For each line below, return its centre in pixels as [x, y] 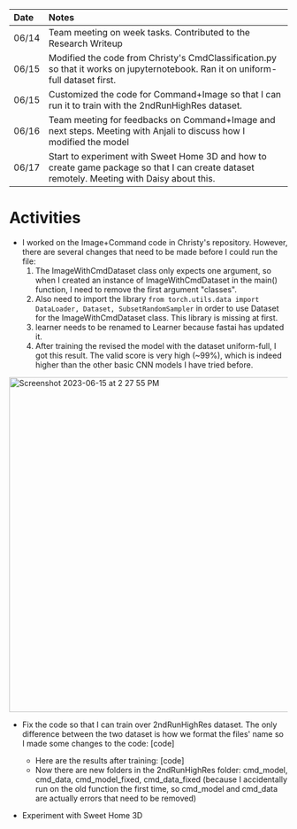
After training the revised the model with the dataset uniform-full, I [156, 345]
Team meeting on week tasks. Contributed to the [149, 32]
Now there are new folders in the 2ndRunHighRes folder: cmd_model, [161, 770]
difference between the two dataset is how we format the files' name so [153, 733]
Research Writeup [86, 43]
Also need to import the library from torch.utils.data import [147, 298]
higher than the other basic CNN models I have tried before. [144, 364]
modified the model [89, 142]
